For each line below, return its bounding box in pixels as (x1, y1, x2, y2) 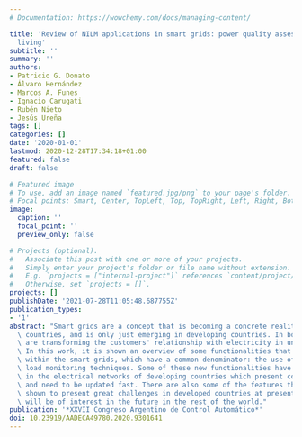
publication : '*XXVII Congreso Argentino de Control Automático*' (9, 405, 263, 414)
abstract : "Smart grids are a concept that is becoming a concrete (9, 322, 268, 331)
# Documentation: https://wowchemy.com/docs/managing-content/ (9, 13, 252, 23)
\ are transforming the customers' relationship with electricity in (17, 339, 283, 348)
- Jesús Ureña (9, 114, 63, 123)
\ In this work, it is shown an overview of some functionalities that (17, 347, 292, 356)
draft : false (9, 163, 58, 172)
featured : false (9, 155, 70, 164)
